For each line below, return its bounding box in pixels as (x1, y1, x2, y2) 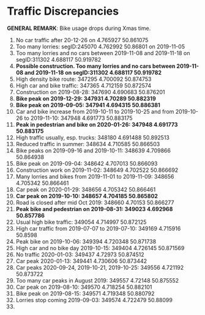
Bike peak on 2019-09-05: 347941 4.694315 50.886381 (15, 101, 161, 108)
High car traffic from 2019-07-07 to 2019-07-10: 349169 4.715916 (15, 224, 181, 232)
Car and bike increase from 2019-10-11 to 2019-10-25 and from (15, 108, 174, 115)
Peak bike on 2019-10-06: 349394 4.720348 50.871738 (15, 237, 157, 245)
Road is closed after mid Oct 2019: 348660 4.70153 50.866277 (15, 199, 174, 206)
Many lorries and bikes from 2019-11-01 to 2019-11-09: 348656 (15, 172, 174, 180)
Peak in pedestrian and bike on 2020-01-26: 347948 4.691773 (15, 120, 178, 128)
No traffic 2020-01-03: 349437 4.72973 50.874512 (15, 251, 144, 258)
